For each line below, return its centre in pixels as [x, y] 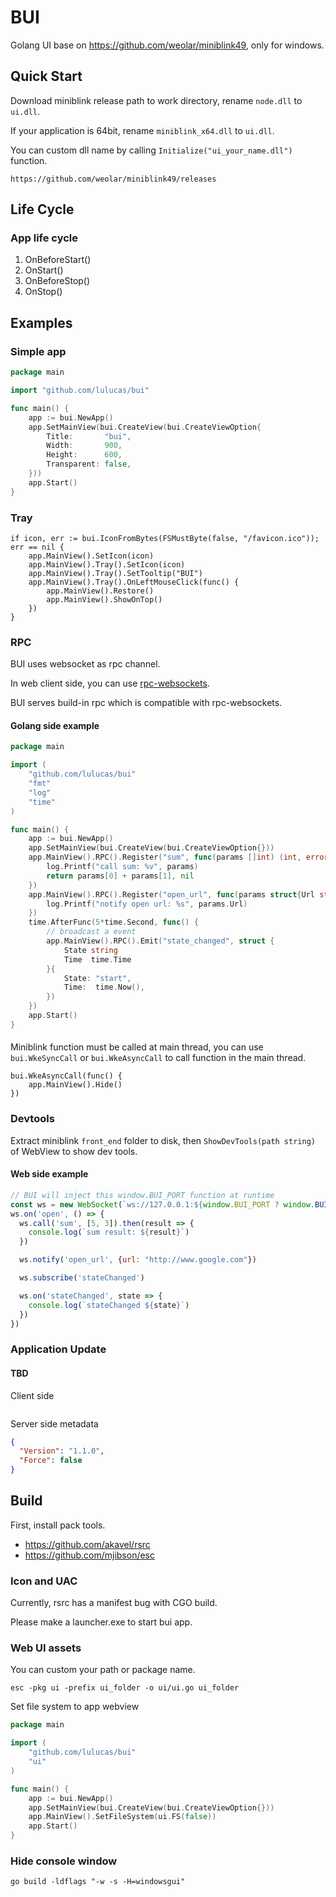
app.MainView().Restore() [100, 591]
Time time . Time [97, 959]
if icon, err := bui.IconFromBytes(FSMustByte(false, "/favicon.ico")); [165, 538]
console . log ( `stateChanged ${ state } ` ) [109, 1305]
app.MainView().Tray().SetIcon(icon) [107, 564]
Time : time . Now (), [104, 987]
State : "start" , [97, 978]
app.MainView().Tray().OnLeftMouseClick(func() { [134, 582]
